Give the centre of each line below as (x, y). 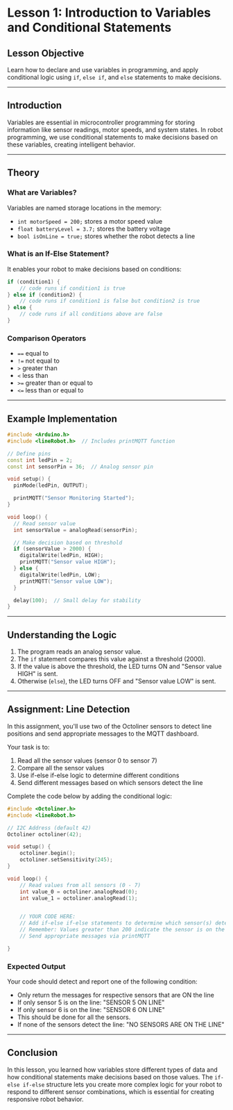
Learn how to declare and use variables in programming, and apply (103, 70)
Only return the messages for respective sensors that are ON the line (116, 995)
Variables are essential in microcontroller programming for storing (101, 122)
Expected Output (36, 966)
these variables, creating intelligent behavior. (71, 144)
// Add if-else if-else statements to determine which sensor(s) (116, 923)
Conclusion (33, 1053)
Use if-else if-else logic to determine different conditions (98, 775)
